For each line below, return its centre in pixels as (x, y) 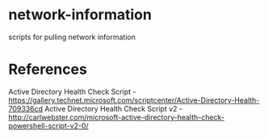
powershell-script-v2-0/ (48, 125)
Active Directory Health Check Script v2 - (113, 108)
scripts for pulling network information (72, 37)
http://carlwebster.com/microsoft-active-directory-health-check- (116, 117)
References (48, 69)
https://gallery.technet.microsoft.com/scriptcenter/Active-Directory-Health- (134, 100)
